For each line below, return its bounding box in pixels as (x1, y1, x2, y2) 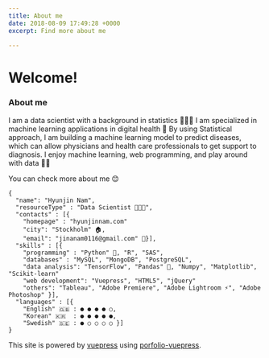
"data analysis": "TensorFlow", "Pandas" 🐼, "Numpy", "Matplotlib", (23, 262, 258, 270)
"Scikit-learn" (8, 270, 60, 278)
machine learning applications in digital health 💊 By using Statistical (8, 124, 232, 134)
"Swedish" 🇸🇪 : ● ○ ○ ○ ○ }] (23, 319, 124, 327)
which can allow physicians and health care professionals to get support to (8, 141, 257, 150)
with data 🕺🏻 (8, 158, 51, 167)
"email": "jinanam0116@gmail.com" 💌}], (23, 234, 157, 242)
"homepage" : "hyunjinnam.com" (23, 217, 128, 225)
